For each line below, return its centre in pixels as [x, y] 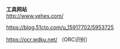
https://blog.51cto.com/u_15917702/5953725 [60, 27]
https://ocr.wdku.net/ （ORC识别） [48, 40]
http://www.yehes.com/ [35, 16]
